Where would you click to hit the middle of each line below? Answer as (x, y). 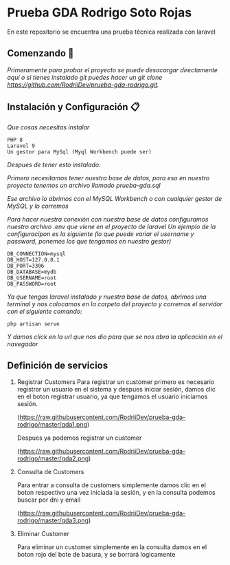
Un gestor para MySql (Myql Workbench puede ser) (80, 152)
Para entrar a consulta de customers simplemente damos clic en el (111, 485)
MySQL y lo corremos (38, 206)
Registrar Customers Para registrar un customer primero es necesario (116, 382)
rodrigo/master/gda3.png (53, 520)
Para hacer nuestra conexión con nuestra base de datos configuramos (108, 219)
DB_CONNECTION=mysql (37, 254)
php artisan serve (33, 324)
